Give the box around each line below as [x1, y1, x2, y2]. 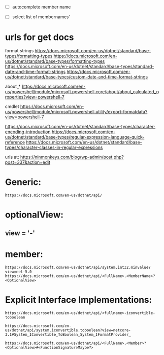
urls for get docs [5, 32, 74, 43]
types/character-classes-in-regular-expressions [5, 144, 103, 150]
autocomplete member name [12, 4, 71, 10]
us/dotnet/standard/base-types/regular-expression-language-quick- [5, 134, 145, 140]
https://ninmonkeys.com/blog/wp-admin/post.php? [20, 154, 124, 160]
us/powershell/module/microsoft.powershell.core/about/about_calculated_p [5, 89, 159, 95]
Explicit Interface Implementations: [5, 294, 152, 305]
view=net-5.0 [5, 269, 32, 274]
